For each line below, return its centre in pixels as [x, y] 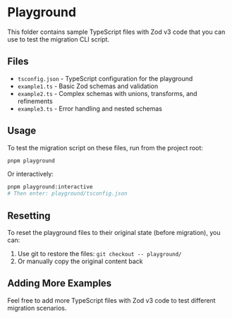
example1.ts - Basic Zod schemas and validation [88, 86]
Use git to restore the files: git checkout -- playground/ [99, 254]
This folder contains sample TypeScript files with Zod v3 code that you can [116, 32]
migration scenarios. [37, 308]
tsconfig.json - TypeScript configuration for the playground [105, 78]
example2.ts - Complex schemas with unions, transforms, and [107, 93]
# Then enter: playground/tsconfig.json [68, 194]
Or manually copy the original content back [80, 261]
